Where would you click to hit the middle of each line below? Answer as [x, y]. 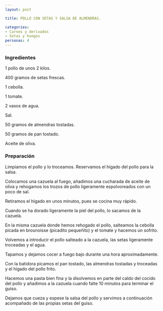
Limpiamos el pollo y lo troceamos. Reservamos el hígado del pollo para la [79, 167]
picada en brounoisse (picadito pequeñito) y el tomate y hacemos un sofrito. [81, 230]
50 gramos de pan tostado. [32, 134]
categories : [17, 27]
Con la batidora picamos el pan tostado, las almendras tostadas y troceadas [81, 263]
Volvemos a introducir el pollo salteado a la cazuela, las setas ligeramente [79, 240]
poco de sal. [18, 191]
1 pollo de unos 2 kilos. [28, 68]
